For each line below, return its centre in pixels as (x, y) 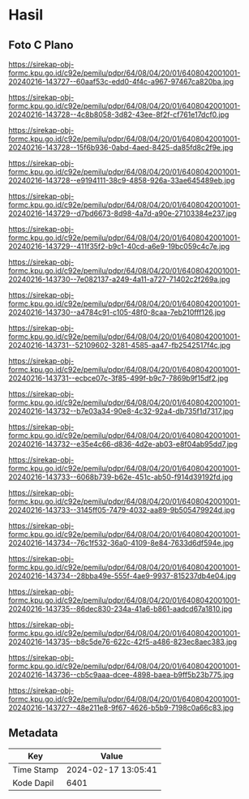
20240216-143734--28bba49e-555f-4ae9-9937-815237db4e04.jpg (122, 576)
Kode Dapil (33, 783)
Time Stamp (36, 770)
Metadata (33, 733)
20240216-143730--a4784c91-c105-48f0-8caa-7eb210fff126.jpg (117, 312)
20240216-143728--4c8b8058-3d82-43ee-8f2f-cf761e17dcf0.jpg (119, 114)
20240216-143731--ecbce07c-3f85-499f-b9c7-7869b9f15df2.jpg (118, 378)
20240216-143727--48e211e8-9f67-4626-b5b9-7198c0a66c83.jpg (121, 708)
